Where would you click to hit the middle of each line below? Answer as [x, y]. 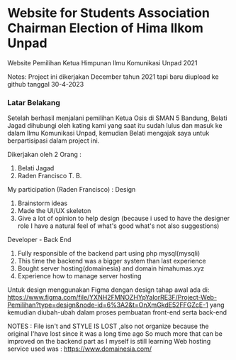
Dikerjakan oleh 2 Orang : [44, 155]
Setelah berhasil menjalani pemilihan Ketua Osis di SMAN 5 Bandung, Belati [117, 118]
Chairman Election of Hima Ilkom [105, 28]
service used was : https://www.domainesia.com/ [80, 349]
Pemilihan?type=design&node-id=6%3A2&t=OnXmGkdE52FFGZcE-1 [108, 305]
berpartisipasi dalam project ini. [54, 141]
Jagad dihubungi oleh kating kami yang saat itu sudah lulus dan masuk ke [115, 126]
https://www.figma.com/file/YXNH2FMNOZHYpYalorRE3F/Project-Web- [112, 298]
